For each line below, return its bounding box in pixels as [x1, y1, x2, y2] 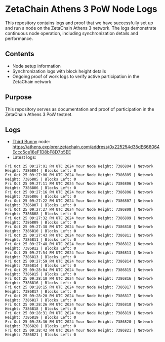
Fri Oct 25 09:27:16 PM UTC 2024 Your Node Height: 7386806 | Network [5, 190, 154, 195]
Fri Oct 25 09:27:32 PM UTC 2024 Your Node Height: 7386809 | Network [5, 216, 154, 221]
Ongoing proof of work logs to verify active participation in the [12, 73, 140, 79]
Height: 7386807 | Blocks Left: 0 [5, 203, 77, 208]
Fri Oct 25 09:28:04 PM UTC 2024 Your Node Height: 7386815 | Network [5, 267, 154, 272]
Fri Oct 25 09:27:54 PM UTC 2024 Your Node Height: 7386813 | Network [5, 250, 154, 255]
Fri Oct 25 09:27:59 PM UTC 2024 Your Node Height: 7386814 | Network [5, 259, 154, 264]
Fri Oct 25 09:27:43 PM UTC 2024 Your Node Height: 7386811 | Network [5, 233, 154, 238]
